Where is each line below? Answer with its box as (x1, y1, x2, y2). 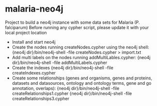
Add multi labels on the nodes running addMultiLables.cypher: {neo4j (12, 54, 151, 60)
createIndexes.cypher (12, 70, 56, 76)
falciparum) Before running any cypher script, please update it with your (5, 24, 149, 30)
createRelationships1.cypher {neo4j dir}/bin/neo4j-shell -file (12, 91, 132, 96)
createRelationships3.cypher (12, 95, 69, 101)
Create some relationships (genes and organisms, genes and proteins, (12, 75, 153, 81)
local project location (5, 30, 47, 35)
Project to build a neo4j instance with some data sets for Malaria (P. (5, 19, 140, 25)
